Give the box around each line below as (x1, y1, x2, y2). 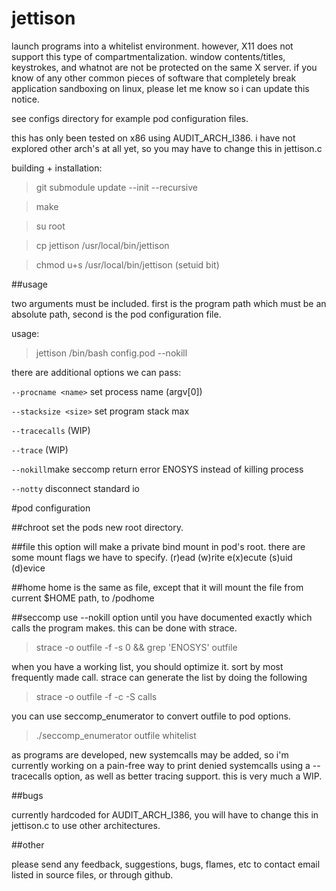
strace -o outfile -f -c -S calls (35, 690, 158, 702)
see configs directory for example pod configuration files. (11, 112, 249, 124)
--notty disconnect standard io (11, 482, 140, 494)
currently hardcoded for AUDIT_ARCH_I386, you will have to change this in (11, 808, 319, 821)
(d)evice (11, 562, 46, 574)
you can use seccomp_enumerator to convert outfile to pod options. (11, 710, 291, 722)
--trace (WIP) (11, 443, 69, 456)
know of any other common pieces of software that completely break (11, 72, 297, 84)
